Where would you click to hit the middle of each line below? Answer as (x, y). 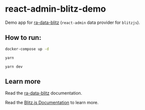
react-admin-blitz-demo (56, 9)
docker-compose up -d (27, 49)
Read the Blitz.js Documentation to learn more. (52, 103)
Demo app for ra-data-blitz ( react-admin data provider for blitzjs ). (72, 22)
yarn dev (14, 67)
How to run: (23, 38)
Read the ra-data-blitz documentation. (44, 93)
